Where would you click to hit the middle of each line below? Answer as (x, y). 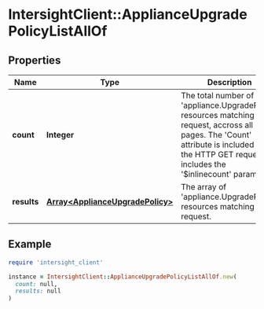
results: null (38, 291)
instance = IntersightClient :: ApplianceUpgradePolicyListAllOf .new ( (123, 277)
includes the (203, 164)
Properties (35, 60)
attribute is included (217, 145)
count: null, (37, 284)
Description (229, 82)
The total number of (217, 96)
